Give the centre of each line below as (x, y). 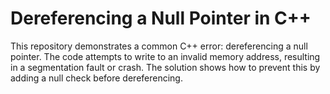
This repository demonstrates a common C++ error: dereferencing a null (159, 46)
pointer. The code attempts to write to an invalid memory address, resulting (165, 56)
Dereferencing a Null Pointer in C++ (161, 18)
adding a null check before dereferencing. (96, 78)
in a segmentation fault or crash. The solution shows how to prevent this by (165, 67)
